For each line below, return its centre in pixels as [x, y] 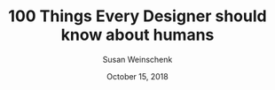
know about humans [137, 35]
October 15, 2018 [137, 76]
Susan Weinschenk [137, 59]
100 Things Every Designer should [137, 16]
